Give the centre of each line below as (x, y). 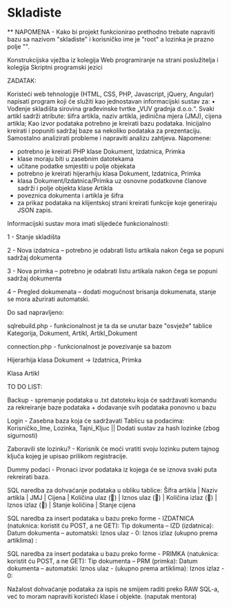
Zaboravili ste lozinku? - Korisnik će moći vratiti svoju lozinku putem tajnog (113, 449)
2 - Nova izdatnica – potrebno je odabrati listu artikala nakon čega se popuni (115, 250)
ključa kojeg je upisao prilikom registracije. (68, 456)
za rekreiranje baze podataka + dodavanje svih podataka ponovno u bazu (112, 407)
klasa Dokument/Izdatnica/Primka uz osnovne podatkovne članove (112, 180)
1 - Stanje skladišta (34, 237)
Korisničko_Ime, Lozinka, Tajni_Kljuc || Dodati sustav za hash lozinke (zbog (113, 428)
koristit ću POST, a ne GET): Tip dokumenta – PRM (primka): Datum (102, 561)
